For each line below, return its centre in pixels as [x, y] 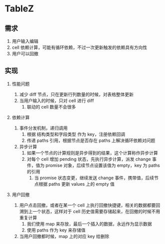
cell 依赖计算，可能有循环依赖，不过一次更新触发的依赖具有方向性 [80, 47]
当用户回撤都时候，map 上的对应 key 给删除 [64, 236]
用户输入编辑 [25, 41]
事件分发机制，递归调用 [43, 128]
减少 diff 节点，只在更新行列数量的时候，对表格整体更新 [77, 94]
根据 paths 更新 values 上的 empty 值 [77, 184]
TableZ [19, 9]
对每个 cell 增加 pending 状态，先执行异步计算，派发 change [89, 159]
